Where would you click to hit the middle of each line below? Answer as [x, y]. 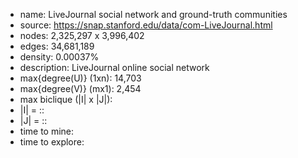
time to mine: [47, 131]
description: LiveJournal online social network [114, 67]
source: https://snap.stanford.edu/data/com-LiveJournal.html [146, 25]
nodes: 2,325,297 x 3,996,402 [82, 35]
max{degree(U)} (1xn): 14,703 [80, 78]
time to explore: [52, 142]
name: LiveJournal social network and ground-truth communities [153, 14]
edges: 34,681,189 [57, 46]
